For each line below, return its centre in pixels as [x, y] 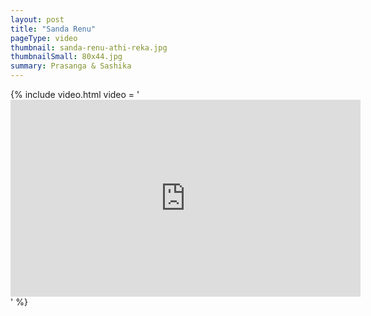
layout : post [37, 19]
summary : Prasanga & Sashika [71, 66]
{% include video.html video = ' [75, 94]
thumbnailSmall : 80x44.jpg [66, 57]
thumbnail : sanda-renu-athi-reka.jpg [89, 47]
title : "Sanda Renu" [53, 29]
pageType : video [44, 38]
